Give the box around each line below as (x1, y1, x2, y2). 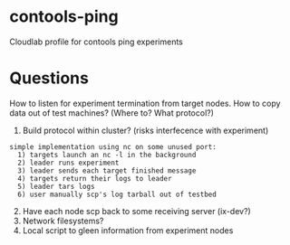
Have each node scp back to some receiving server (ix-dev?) (22, 205, 251, 216)
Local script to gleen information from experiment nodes (22, 224, 234, 236)
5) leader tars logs (17, 182, 95, 191)
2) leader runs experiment (17, 158, 120, 167)
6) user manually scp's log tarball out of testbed (17, 190, 217, 199)
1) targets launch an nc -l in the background (17, 150, 197, 159)
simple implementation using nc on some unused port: (9, 142, 217, 151)
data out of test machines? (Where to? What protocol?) (9, 107, 215, 118)
